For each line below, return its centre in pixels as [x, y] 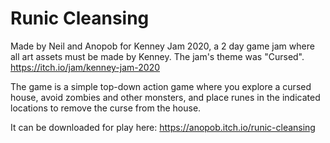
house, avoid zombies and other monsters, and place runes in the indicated [165, 97]
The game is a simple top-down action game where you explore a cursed [161, 86]
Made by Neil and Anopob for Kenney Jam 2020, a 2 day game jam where [162, 46]
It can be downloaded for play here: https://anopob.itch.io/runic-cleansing [163, 127]
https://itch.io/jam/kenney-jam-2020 [85, 67]
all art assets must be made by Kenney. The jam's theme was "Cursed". [157, 56]
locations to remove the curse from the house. [106, 108]
